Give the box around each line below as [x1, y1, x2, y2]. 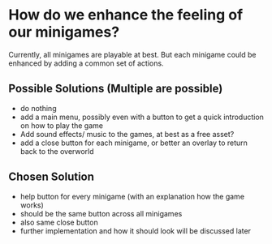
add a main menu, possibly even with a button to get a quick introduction [19, 112, 264, 122]
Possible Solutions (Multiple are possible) [8, 82, 223, 96]
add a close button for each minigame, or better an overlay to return [19, 138, 248, 148]
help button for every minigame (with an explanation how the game [19, 191, 245, 201]
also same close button [19, 217, 99, 227]
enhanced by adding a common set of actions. [8, 58, 164, 68]
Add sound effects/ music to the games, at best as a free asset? [19, 129, 235, 139]
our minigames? [8, 23, 120, 41]
